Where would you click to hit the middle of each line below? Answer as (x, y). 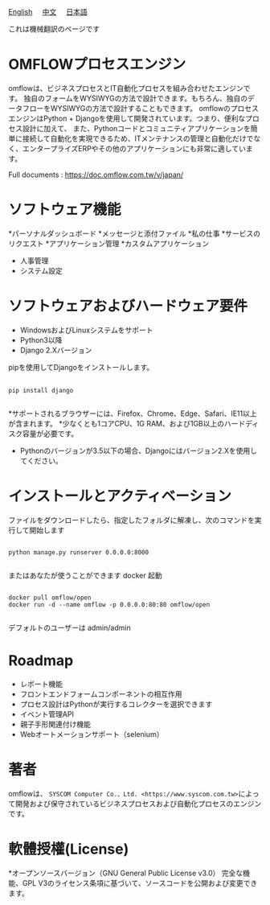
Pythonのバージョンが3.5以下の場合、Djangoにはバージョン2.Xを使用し (138, 450)
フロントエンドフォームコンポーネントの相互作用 (101, 693)
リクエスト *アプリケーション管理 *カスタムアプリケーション (109, 243)
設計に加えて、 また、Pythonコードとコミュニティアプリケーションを (136, 128)
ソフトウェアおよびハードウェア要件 (128, 306)
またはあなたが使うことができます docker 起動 (85, 575)
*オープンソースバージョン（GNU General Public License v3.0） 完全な (126, 873)
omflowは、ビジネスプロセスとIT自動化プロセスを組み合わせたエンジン (126, 88)
